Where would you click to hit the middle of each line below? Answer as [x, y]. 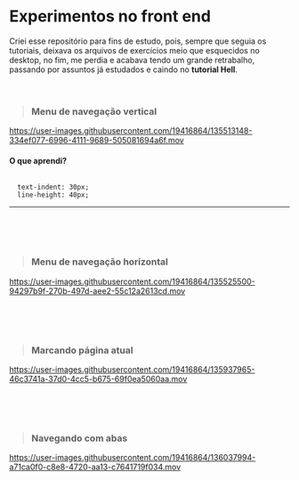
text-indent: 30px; [53, 187]
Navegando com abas [79, 438]
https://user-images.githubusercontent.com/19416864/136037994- [133, 458]
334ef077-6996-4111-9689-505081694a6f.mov [97, 141]
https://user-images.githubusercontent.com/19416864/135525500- [132, 281]
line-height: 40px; [53, 195]
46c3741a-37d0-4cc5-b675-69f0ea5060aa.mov [98, 379]
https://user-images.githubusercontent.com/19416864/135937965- [132, 370]
